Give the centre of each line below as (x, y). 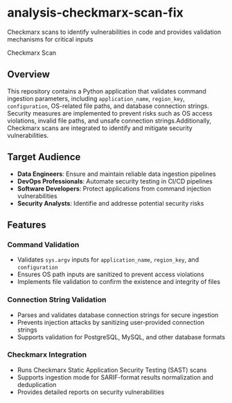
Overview (29, 74)
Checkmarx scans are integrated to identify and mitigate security (100, 128)
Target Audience (44, 157)
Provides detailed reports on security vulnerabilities (91, 392)
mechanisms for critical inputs (50, 39)
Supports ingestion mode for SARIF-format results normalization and (115, 377)
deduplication (37, 384)
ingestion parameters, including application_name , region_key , (96, 98)
